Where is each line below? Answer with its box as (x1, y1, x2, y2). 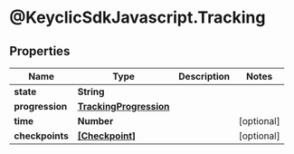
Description (178, 71, 231, 82)
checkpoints (14, 130, 70, 142)
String (77, 85, 105, 98)
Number (77, 115, 114, 127)
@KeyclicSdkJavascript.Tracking (9, 7, 266, 28)
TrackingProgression (77, 101, 170, 112)
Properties (9, 43, 71, 59)
